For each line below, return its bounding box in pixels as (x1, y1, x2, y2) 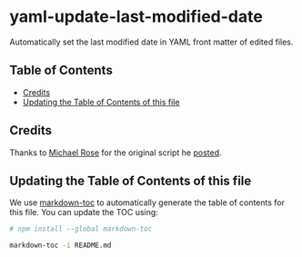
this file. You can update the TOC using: (9, 207, 159, 218)
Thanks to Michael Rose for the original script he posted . (9, 147, 222, 158)
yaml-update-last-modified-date (9, 6, 264, 27)
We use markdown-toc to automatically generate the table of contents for (9, 197, 285, 208)
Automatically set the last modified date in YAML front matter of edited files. (9, 36, 294, 47)
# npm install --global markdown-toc (9, 224, 153, 233)
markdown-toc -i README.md (9, 241, 112, 251)
